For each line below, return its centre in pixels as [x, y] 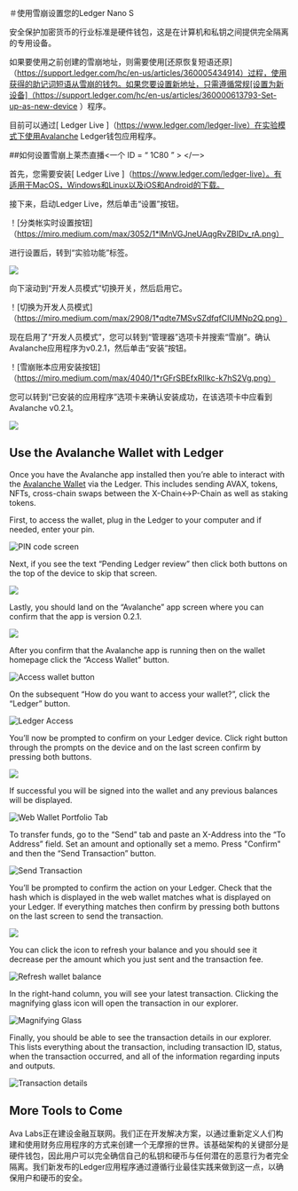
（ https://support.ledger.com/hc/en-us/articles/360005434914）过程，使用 [148, 73]
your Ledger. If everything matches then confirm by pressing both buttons [145, 906]
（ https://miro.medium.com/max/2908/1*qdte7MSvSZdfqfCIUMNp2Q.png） [149, 318]
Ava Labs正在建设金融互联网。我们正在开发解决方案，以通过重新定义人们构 [146, 1133]
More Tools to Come [66, 1111]
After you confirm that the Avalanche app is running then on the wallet [137, 650]
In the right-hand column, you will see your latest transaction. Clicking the [144, 993]
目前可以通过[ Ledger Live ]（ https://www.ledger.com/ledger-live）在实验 [144, 125]
